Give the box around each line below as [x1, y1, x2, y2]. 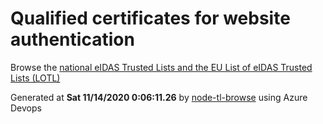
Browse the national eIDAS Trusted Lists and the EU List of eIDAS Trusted [10, 61, 313, 73]
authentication [10, 28, 135, 51]
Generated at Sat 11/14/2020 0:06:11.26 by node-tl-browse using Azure [10, 91, 308, 103]
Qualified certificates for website [10, 7, 291, 30]
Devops [10, 102, 42, 114]
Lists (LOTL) [10, 72, 61, 84]
